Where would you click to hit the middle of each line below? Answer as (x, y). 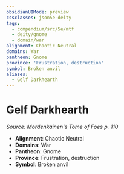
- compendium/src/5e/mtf (43, 29)
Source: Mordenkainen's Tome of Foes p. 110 (62, 127)
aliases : (17, 74)
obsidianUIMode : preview (38, 12)
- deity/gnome (29, 35)
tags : (13, 23)
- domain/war (28, 40)
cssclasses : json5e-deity (39, 18)
